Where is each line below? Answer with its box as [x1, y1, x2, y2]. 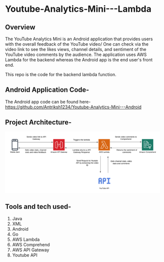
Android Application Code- [5, 86, 89, 94]
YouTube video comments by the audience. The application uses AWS [5, 52, 147, 57]
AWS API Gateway [12, 247, 50, 253]
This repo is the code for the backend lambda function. [5, 72, 116, 77]
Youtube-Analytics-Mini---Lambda [5, 3, 152, 15]
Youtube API [12, 252, 38, 258]
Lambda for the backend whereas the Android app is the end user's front [5, 57, 153, 62]
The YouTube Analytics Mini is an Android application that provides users [5, 36, 153, 42]
